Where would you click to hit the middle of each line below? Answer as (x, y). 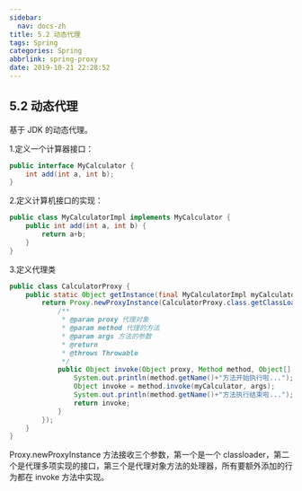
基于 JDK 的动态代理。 (51, 129)
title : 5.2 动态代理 (45, 34)
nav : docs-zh (42, 26)
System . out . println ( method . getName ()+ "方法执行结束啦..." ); (183, 395)
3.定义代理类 (33, 269)
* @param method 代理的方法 (111, 329)
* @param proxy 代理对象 (106, 320)
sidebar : (26, 18)
